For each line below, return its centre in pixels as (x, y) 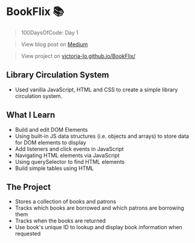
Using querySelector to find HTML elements (70, 161)
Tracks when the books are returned (60, 221)
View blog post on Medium (54, 44)
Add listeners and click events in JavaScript (69, 149)
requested (28, 234)
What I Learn (31, 115)
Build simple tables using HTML (54, 168)
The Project (29, 187)
